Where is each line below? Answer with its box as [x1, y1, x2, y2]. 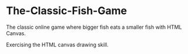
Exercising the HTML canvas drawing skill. [6, 41, 109, 48]
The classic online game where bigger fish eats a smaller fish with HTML [6, 23, 182, 31]
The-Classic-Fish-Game [6, 4, 127, 18]
